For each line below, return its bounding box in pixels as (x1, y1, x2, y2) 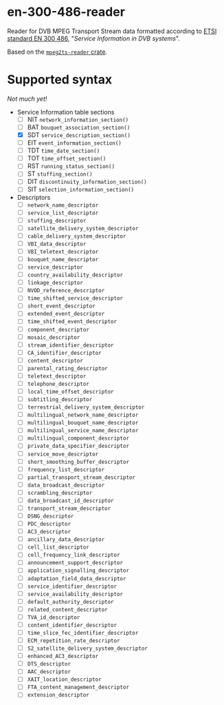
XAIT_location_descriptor (27, 676, 102, 683)
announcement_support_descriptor (27, 560, 124, 566)
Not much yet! (7, 94, 47, 103)
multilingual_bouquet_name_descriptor (27, 420, 139, 427)
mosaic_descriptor (27, 334, 80, 341)
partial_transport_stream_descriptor (27, 473, 136, 481)
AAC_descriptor (27, 668, 71, 675)
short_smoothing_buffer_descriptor (27, 458, 129, 465)
